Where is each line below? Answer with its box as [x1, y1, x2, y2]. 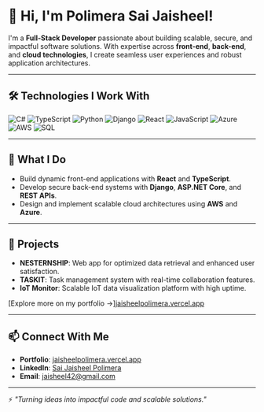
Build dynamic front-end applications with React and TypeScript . [19, 173, 232, 184]
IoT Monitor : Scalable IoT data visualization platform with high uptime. [19, 284, 247, 293]
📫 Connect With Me [8, 330, 110, 343]
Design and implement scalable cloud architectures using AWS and [19, 199, 238, 208]
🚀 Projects [8, 237, 60, 251]
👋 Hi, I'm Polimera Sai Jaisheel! [8, 7, 214, 25]
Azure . [19, 207, 42, 217]
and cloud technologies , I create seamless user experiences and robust [8, 50, 242, 59]
